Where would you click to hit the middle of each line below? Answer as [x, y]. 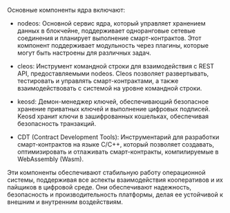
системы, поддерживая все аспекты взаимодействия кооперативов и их [115, 180]
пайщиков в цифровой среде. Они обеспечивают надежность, [99, 187]
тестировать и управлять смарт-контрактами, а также [98, 81]
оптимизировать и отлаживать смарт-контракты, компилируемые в [118, 152]
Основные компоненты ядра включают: [66, 10]
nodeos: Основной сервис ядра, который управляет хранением [111, 23]
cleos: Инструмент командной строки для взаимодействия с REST [116, 66]
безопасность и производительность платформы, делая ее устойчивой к [115, 194]
